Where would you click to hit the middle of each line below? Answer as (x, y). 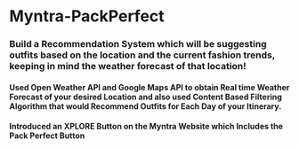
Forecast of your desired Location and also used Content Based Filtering (146, 97)
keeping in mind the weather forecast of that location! (128, 66)
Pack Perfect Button (47, 136)
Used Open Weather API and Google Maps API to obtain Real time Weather (149, 87)
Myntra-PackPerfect (87, 16)
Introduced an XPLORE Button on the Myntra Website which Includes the (146, 127)
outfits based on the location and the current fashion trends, (142, 55)
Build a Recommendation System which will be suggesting (138, 44)
